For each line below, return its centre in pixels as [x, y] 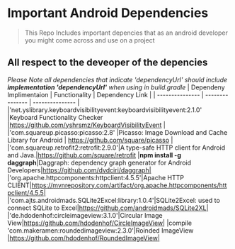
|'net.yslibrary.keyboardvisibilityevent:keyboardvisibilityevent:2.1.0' [105, 110]
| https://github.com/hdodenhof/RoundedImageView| [84, 238]
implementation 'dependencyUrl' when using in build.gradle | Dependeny [116, 87]
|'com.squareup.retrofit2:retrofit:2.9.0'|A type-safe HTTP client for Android [116, 148]
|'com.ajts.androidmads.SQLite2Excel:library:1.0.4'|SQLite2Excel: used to [114, 200]
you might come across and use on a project [90, 40]
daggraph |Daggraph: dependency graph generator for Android [99, 162]
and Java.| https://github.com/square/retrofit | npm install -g [94, 155]
